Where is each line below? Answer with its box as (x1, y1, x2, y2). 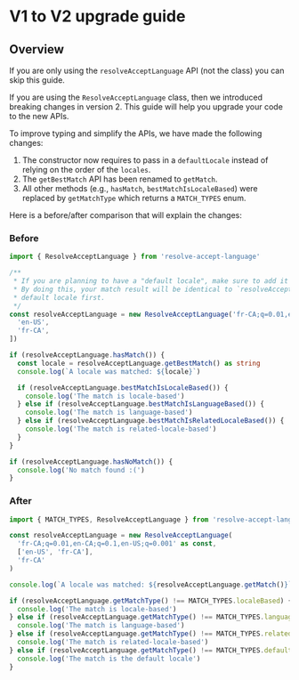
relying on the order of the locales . (21, 165, 151, 174)
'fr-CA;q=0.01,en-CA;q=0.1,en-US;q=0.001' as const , (17, 539, 217, 548)
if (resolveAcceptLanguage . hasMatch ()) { (9, 351, 166, 360)
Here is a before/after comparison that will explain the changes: (9, 210, 243, 220)
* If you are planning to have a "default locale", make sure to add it (12, 277, 289, 286)
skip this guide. (9, 75, 65, 85)
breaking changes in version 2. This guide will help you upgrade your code (9, 101, 283, 112)
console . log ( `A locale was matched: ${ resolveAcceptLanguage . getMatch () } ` (9, 580, 293, 589)
